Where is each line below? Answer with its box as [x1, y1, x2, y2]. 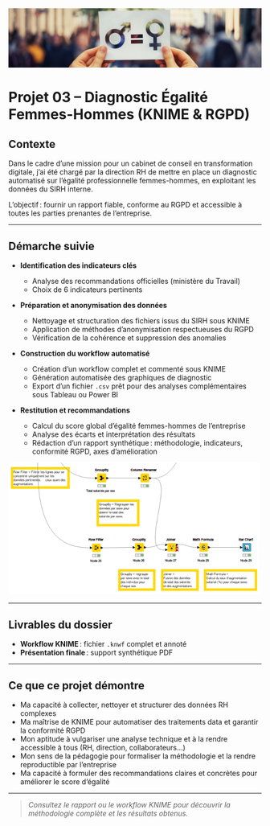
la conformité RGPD [19, 725, 86, 735]
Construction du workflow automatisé [19, 349, 150, 359]
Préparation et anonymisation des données [19, 301, 167, 310]
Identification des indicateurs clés [19, 261, 137, 270]
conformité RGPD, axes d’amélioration [31, 446, 158, 457]
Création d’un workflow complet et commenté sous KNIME [31, 364, 227, 374]
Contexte [8, 137, 56, 151]
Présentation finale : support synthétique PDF [19, 647, 174, 658]
